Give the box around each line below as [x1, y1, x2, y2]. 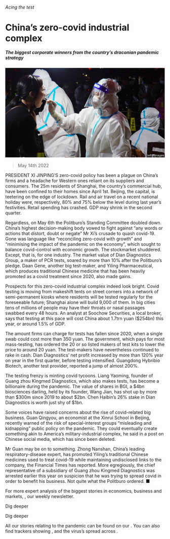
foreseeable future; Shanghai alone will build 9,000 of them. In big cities [5, 299, 155, 305]
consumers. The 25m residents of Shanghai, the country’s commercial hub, [5, 183, 162, 189]
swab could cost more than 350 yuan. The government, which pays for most [5, 336, 165, 342]
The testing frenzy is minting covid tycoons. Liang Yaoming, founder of [5, 373, 153, 379]
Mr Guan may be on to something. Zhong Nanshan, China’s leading [5, 446, 145, 452]
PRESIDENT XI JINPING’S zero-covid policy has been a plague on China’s [5, 172, 158, 178]
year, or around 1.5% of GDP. [5, 321, 66, 327]
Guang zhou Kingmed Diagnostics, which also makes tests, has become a [5, 378, 159, 384]
